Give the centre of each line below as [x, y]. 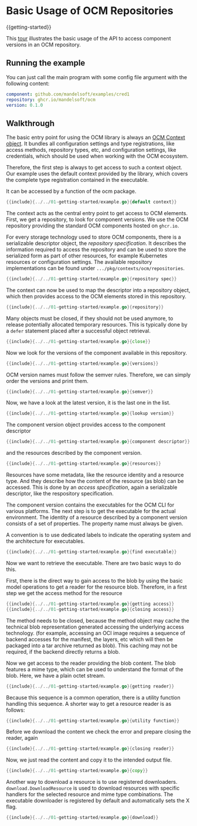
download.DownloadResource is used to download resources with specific [93, 788]
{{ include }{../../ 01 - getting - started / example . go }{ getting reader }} [90, 686]
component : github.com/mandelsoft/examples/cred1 [68, 94]
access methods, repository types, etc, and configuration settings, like [91, 150]
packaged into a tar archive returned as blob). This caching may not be [92, 645]
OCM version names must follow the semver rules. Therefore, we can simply [98, 375]
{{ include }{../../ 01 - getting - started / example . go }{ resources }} [84, 464]
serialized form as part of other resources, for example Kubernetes [87, 256]
